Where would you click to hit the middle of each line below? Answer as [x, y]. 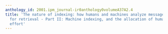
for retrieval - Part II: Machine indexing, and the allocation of [81, 19]
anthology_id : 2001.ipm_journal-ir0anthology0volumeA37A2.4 [69, 10]
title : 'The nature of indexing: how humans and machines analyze [76, 14]
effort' [18, 24]
